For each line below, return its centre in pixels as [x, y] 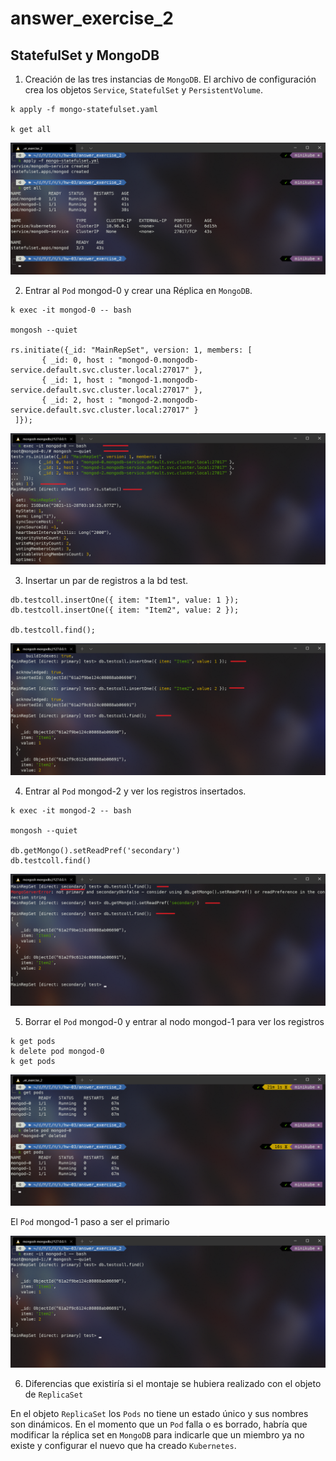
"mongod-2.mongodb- [158, 400]
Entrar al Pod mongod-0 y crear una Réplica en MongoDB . [138, 290]
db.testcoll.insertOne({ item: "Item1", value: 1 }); [125, 600]
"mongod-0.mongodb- [158, 360]
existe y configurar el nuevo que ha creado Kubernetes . [123, 1445]
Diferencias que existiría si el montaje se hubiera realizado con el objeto [173, 1383]
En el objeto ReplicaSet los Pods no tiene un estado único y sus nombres [159, 1413]
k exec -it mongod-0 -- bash [71, 310]
